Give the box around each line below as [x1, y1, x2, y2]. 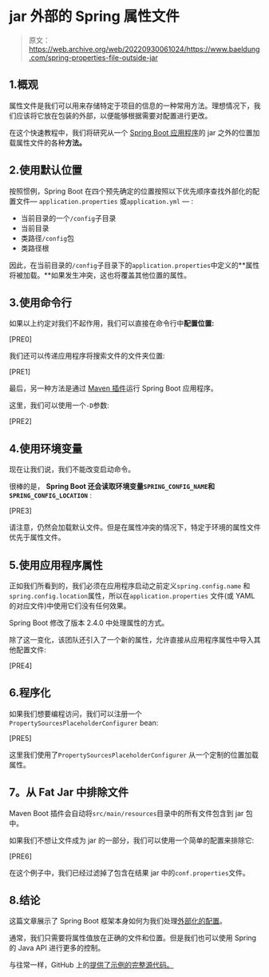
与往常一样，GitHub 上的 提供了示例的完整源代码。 [9, 960, 174, 970]
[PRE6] [9, 851, 33, 861]
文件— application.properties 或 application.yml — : [15, 196, 194, 206]
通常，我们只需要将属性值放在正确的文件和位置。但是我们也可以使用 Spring [9, 933, 257, 943]
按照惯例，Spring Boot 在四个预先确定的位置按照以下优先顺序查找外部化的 [9, 186, 253, 196]
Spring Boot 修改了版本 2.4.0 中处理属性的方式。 [9, 618, 169, 627]
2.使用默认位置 [9, 163, 83, 177]
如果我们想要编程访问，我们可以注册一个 [9, 709, 142, 719]
